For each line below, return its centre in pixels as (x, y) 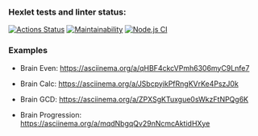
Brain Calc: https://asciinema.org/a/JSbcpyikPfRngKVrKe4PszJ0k (129, 84)
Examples (28, 51)
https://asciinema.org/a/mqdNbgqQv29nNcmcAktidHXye (115, 123)
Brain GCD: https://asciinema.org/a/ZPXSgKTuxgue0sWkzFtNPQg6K (134, 99)
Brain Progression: (51, 114)
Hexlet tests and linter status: (67, 12)
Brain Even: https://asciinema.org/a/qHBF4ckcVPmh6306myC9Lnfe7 (135, 68)
